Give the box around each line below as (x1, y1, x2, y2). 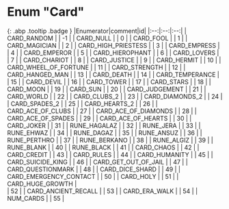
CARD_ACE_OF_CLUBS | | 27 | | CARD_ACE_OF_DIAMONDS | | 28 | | (7, 107, 197, 115)
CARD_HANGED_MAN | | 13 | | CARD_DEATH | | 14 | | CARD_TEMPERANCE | (7, 70, 220, 79)
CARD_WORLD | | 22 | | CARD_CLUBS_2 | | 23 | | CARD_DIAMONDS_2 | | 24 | (7, 92, 224, 100)
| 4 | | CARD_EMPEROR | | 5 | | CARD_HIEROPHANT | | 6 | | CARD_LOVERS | (7, 49, 219, 57)
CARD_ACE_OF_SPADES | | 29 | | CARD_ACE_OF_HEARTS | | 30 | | (7, 114, 192, 122)
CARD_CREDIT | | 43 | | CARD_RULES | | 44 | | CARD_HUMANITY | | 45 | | (7, 150, 213, 158)
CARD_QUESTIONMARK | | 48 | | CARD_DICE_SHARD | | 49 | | (7, 165, 181, 173)
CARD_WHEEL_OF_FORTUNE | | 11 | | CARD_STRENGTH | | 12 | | (7, 63, 186, 71)
